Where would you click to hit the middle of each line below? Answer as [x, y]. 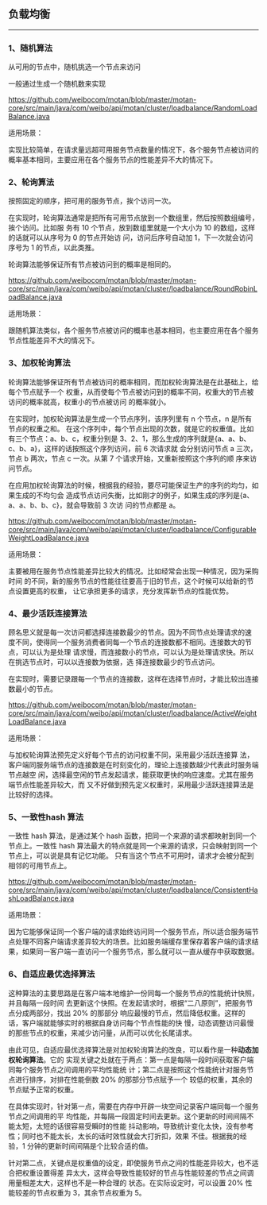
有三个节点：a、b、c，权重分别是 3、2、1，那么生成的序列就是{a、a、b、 [130, 438]
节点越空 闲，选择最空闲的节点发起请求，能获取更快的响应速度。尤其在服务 [131, 774]
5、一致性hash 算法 [46, 817]
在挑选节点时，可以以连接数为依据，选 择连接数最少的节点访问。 [114, 662]
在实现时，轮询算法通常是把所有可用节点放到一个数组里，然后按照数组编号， [133, 218]
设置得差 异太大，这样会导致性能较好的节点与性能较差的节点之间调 [145, 1172]
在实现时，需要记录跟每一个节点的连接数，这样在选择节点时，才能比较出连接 [133, 679]
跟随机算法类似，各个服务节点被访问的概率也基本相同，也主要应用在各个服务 [133, 330]
